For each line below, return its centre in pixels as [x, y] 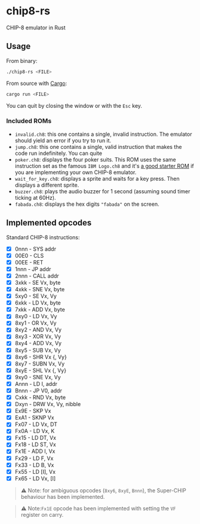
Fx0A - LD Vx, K [35, 431]
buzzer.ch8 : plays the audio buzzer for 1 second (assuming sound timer [102, 191]
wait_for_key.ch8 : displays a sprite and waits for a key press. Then [97, 178]
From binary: [22, 60]
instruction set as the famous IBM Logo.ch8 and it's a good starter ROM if [104, 166]
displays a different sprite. [47, 185]
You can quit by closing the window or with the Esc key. [74, 105]
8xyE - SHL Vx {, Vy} [41, 370]
